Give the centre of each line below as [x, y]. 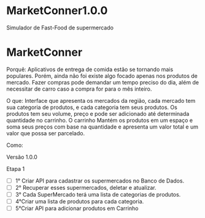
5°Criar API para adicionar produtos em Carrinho [77, 208]
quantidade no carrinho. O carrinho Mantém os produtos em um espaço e [100, 120]
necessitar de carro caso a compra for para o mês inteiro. [79, 89]
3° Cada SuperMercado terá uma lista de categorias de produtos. [98, 194]
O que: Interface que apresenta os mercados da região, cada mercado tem [101, 100]
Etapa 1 [16, 168]
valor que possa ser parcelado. [45, 133]
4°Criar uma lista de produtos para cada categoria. [79, 201]
